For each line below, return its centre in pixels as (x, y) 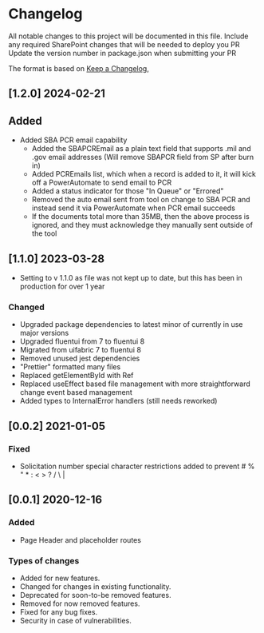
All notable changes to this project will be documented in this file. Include (128, 36)
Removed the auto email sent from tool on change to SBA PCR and (141, 200)
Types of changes (44, 560)
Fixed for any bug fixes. (59, 611)
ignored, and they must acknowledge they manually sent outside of (142, 225)
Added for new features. (60, 578)
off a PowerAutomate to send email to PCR (102, 183)
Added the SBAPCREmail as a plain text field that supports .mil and (141, 149)
